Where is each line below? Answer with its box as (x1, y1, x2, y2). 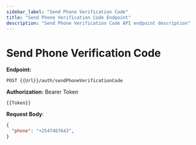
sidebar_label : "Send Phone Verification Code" (6, 8, 129, 15)
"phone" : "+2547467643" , (11, 128, 74, 134)
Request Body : (6, 111, 44, 118)
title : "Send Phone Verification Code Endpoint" (6, 14, 131, 21)
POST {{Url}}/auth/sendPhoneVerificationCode (6, 78, 123, 84)
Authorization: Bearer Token (6, 88, 79, 95)
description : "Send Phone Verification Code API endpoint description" (6, 20, 191, 26)
